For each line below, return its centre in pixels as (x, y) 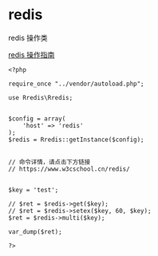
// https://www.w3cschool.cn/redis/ (69, 169)
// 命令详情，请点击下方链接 (49, 162)
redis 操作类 (28, 37)
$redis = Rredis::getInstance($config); (77, 140)
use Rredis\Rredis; (41, 97)
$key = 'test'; (34, 190)
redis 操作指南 (32, 54)
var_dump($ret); (35, 232)
